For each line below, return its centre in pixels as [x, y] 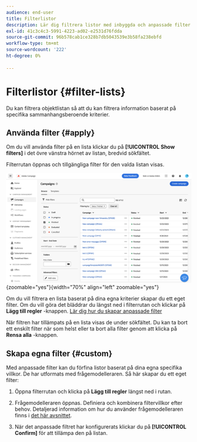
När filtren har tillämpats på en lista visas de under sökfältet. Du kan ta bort [97, 323]
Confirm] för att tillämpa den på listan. [61, 433]
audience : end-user [30, 12]
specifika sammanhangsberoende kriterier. [58, 114]
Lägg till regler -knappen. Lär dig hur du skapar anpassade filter [84, 311]
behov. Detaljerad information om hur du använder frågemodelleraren [99, 409]
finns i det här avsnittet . [43, 415]
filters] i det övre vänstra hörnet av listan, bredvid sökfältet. [79, 153]
